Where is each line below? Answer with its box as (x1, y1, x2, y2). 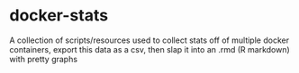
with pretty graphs (9, 53, 78, 64)
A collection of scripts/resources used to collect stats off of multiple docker (9, 35, 290, 45)
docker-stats (9, 5, 109, 26)
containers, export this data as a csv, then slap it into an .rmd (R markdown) (9, 44, 290, 54)
